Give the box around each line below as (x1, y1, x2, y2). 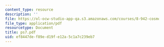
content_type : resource (5, 7, 54, 12)
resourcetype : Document (5, 25, 54, 30)
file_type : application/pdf (5, 21, 62, 26)
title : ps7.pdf (5, 30, 36, 35)
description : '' (5, 12, 38, 17)
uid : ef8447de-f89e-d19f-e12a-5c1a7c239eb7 (5, 35, 95, 40)
